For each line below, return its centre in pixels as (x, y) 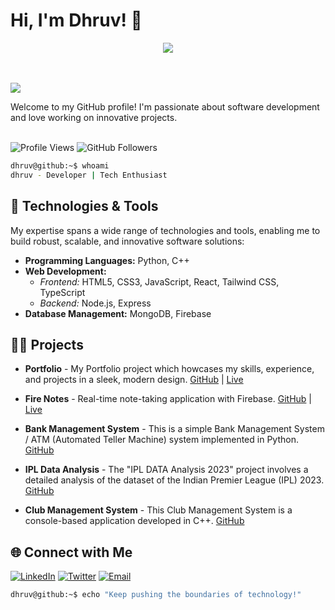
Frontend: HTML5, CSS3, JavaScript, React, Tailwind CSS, (159, 281)
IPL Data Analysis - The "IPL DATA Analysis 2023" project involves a (166, 470)
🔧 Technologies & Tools (84, 206)
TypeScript (62, 292)
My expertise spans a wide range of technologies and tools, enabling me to (165, 230)
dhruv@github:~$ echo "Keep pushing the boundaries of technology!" (156, 595)
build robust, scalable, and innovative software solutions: (127, 241)
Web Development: (65, 271)
